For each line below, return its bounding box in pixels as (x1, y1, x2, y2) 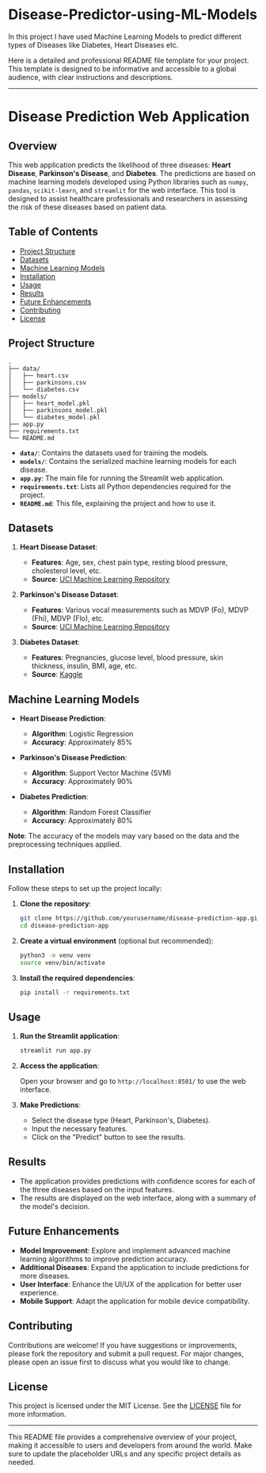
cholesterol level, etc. (31, 566, 101, 576)
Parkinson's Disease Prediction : (19, 753, 127, 763)
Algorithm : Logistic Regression (31, 729, 134, 739)
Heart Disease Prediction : (19, 714, 107, 723)
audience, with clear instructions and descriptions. (8, 72, 173, 82)
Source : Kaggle (31, 670, 83, 679)
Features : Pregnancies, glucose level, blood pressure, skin (31, 652, 223, 663)
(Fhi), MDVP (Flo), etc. (31, 614, 104, 623)
